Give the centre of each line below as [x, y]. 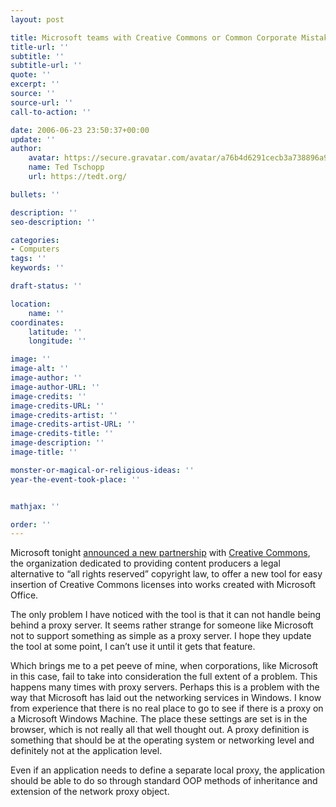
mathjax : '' [35, 506]
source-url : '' [42, 102]
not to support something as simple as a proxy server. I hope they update [161, 636]
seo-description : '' [53, 222]
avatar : [44, 158]
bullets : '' [35, 194]
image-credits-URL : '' [57, 406]
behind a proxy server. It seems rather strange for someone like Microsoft [162, 625]
